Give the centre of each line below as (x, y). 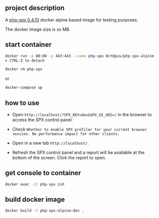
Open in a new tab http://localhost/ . (50, 143)
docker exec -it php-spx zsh (35, 184)
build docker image (35, 200)
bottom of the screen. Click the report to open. (59, 157)
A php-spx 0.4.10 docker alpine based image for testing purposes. (72, 20)
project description (35, 8)
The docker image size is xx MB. (38, 29)
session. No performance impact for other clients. (66, 134)
